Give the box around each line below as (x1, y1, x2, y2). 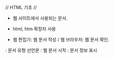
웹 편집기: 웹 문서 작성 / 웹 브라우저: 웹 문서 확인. (12, 37, 110, 42)
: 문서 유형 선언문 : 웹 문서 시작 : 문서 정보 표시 (5, 47, 98, 53)
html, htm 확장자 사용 (12, 26, 56, 32)
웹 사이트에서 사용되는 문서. (12, 15, 68, 21)
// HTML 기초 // (5, 5, 37, 10)
